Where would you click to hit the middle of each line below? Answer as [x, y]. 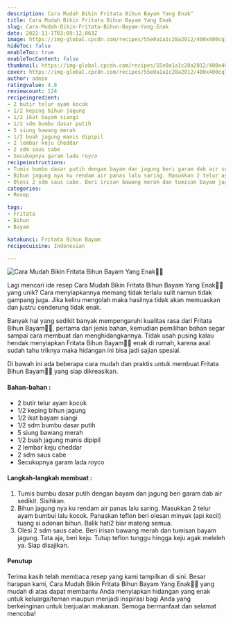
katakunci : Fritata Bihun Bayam [54, 239]
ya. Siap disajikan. [43, 545]
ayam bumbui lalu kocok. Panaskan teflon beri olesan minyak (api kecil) [119, 515]
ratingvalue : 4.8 [32, 85]
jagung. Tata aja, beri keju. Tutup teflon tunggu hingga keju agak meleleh [121, 537]
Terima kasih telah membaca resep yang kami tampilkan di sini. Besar [106, 576]
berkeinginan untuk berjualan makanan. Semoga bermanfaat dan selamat [112, 606]
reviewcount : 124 [32, 91]
